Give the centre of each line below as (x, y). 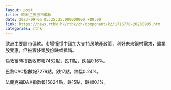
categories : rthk (24, 29)
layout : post (19, 10)
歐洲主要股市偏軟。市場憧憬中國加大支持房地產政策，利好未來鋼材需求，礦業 (85, 44)
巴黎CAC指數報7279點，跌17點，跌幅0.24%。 (53, 72)
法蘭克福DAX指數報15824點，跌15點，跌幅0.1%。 (57, 82)
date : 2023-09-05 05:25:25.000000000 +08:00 (53, 19)
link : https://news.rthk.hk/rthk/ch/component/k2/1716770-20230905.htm (83, 24)
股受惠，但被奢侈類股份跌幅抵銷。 (41, 50)
